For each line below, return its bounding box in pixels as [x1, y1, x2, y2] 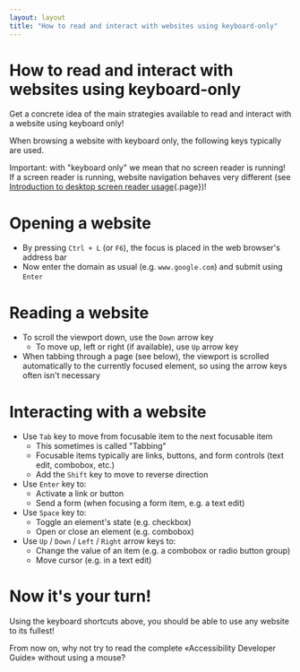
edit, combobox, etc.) [35, 460, 115, 470]
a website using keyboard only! [9, 118, 124, 129]
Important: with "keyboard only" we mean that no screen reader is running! [9, 162, 287, 173]
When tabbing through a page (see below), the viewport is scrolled [21, 351, 270, 362]
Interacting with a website [9, 401, 207, 422]
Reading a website [9, 302, 150, 323]
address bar [21, 252, 67, 263]
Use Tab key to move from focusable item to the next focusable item [21, 431, 273, 442]
